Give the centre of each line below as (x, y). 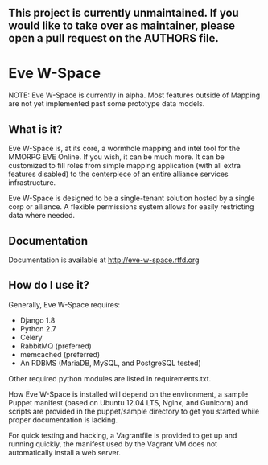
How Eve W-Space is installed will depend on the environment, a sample (128, 394)
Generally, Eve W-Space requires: (64, 304)
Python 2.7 (38, 328)
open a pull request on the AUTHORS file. (114, 38)
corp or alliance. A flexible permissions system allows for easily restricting (131, 207)
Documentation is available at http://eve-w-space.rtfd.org (104, 260)
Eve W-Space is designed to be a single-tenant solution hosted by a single (132, 198)
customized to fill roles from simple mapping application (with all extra (125, 166)
